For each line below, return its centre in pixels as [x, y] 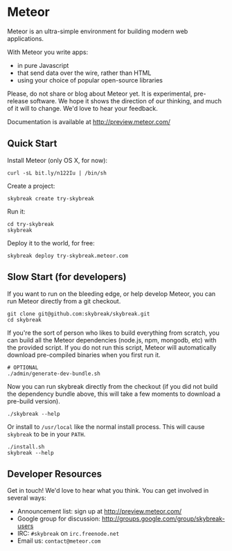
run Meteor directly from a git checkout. [64, 301]
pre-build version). [34, 401]
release [18, 100]
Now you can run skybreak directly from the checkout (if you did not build [113, 386]
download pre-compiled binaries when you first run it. [84, 355]
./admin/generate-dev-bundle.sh [54, 374]
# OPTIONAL [23, 367]
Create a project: [31, 186]
